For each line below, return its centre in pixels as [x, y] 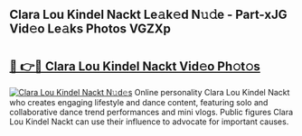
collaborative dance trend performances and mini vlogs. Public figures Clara [151, 112]
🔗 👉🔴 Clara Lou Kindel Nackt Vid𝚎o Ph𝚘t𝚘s [135, 66]
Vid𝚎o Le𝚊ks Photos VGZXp [90, 29]
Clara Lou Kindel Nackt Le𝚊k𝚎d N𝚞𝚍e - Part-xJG [148, 15]
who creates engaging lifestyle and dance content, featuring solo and [139, 102]
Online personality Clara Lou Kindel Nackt [212, 92]
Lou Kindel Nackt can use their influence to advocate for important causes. [149, 122]
